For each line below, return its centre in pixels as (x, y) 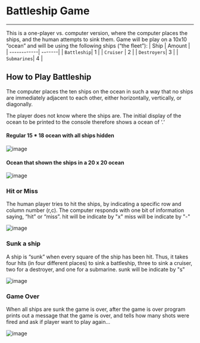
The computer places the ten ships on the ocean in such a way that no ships (100, 91)
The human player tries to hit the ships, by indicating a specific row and (94, 204)
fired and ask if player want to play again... (58, 322)
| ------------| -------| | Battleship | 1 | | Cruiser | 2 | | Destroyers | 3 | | (92, 52)
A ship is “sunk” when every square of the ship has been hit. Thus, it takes (97, 257)
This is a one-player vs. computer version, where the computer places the (97, 33)
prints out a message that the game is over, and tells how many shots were (98, 316)
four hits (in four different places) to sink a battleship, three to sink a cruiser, (99, 263)
